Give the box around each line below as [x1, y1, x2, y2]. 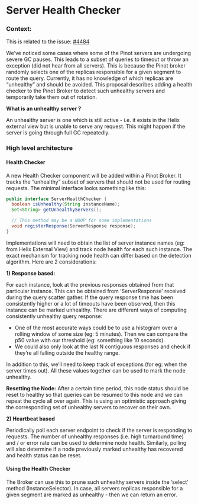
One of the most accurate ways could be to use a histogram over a [14, 324, 177, 331]
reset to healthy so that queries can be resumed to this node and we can [6, 391, 183, 398]
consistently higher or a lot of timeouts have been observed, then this [6, 300, 176, 307]
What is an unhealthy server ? [6, 105, 82, 113]
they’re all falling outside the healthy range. [14, 349, 120, 356]
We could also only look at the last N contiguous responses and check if [14, 343, 191, 350]
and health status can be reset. [6, 451, 82, 459]
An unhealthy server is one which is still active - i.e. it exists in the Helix [6, 117, 180, 124]
